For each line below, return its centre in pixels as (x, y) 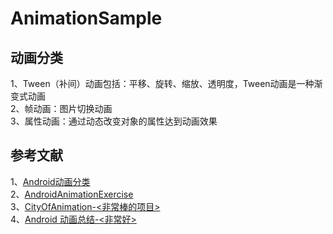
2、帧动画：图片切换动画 (61, 108)
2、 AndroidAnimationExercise (72, 194)
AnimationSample (86, 18)
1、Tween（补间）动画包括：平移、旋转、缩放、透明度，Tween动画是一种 (162, 83)
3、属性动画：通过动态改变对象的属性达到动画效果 (114, 121)
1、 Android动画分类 (50, 181)
